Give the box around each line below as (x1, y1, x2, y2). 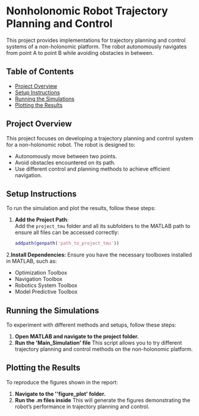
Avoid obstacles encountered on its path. (14, 159, 116, 166)
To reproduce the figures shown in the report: (6, 378, 118, 386)
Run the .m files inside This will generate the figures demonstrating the (14, 396, 191, 403)
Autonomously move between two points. (14, 152, 117, 159)
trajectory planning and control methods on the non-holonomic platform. (14, 346, 193, 353)
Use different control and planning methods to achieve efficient (14, 165, 170, 172)
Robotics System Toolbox (14, 282, 77, 289)
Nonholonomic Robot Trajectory (6, 4, 169, 18)
